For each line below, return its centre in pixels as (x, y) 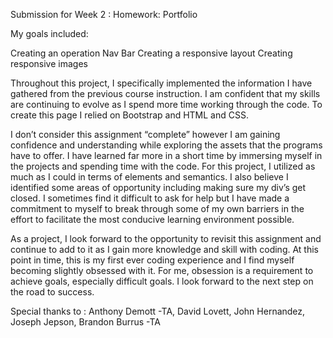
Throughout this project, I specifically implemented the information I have (161, 83)
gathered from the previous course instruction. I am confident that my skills (165, 93)
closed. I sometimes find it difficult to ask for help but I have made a (150, 198)
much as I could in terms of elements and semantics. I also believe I (149, 177)
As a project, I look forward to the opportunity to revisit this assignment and (166, 238)
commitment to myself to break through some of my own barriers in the (157, 208)
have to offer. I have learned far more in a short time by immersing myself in (166, 155)
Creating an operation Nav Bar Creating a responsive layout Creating (151, 53)
